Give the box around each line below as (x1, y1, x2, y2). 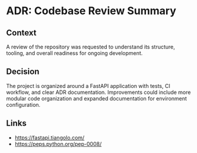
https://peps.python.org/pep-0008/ (14, 140, 102, 147)
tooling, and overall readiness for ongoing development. (6, 50, 143, 57)
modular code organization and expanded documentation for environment (6, 95, 187, 102)
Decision (6, 67, 40, 77)
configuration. (6, 101, 40, 108)
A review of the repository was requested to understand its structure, (6, 43, 175, 50)
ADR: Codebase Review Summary (6, 4, 177, 18)
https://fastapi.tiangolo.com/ (14, 134, 85, 141)
